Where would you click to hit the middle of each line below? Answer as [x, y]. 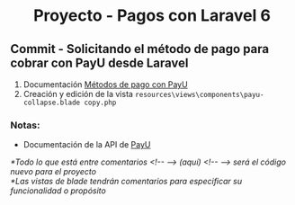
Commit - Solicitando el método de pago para [139, 49]
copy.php [100, 102]
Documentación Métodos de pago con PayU [105, 85]
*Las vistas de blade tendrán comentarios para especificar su [126, 182]
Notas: [25, 125]
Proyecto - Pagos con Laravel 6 [152, 16]
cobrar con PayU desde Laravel [99, 62]
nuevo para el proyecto [54, 172]
